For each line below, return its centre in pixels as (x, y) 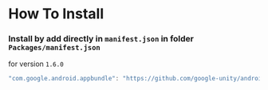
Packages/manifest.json (55, 48)
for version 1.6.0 (36, 64)
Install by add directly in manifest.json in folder (101, 39)
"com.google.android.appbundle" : (64, 79)
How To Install (56, 14)
